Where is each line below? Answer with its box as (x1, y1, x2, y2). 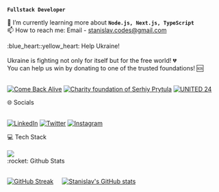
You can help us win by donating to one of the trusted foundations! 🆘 (7, 64, 204, 72)
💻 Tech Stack (7, 133, 47, 141)
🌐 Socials (7, 98, 34, 106)
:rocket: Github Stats (7, 157, 65, 165)
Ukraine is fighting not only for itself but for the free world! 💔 (7, 57, 177, 64)
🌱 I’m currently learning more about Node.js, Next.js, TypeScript (7, 18, 194, 27)
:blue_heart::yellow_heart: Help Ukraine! (7, 42, 120, 50)
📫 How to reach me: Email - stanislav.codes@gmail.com (7, 26, 167, 34)
